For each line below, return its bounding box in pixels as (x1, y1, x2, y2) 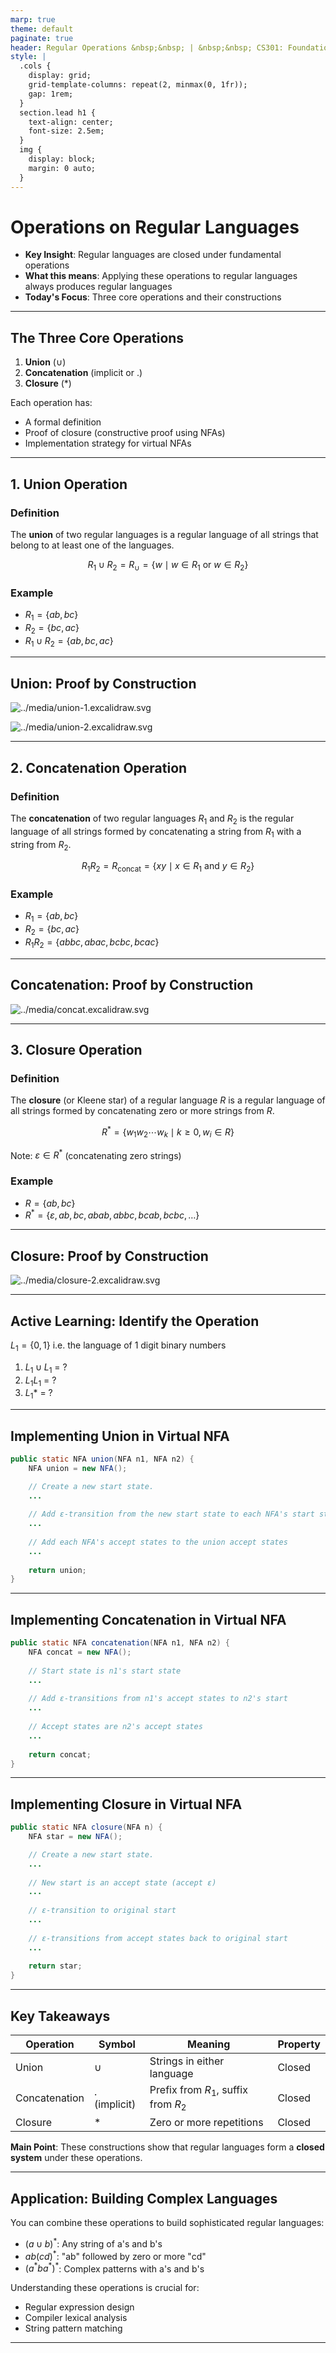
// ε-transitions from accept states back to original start (28, 1933, 288, 1943)
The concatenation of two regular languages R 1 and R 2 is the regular (10, 812, 295, 826)
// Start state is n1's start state (28, 1666, 182, 1676)
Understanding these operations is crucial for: (10, 2282, 200, 2294)
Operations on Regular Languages (10, 216, 300, 238)
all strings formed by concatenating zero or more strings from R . (10, 1105, 275, 1117)
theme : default (10, 24, 74, 34)
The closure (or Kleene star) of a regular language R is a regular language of (10, 1094, 326, 1106)
